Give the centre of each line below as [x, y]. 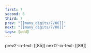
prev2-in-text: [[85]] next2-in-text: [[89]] [46, 46]
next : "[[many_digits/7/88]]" [36, 27]
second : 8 [15, 14]
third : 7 [14, 18]
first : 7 [14, 9]
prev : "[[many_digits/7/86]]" [36, 23]
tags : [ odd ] [17, 32]
